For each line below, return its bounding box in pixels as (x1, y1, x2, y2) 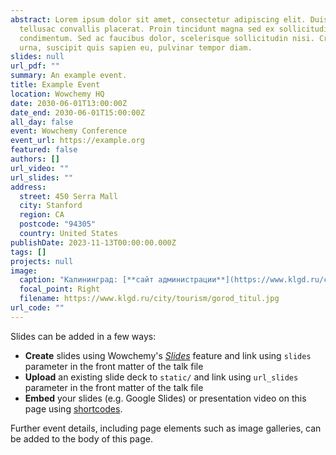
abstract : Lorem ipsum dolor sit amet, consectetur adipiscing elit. (10, 14, 307, 25)
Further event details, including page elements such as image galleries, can (10, 422, 322, 434)
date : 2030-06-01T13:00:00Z (10, 98, 128, 108)
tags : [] (10, 247, 47, 257)
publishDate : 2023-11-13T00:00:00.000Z (10, 237, 177, 248)
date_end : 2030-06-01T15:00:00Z (10, 107, 145, 118)
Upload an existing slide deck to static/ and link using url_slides (24, 371, 299, 383)
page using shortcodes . (24, 402, 123, 415)
